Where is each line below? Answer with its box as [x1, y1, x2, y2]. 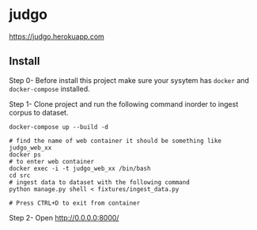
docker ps [9, 150, 42, 159]
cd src [9, 172, 31, 179]
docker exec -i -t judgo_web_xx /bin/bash [9, 164, 151, 172]
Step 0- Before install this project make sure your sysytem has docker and [9, 75, 250, 85]
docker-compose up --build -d [9, 123, 109, 131]
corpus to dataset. [9, 107, 69, 117]
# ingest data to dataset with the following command [9, 178, 191, 187]
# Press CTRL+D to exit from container [9, 199, 141, 207]
